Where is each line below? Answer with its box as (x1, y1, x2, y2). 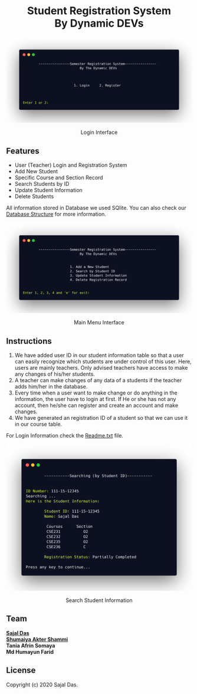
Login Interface (80, 129, 118, 136)
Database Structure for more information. (6, 210, 106, 218)
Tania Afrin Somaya (6, 642, 55, 649)
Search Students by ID (14, 180, 70, 188)
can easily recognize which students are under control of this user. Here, (14, 358, 192, 365)
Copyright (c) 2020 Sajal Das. (6, 681, 78, 688)
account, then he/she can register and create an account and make (14, 402, 179, 409)
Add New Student (14, 168, 58, 175)
